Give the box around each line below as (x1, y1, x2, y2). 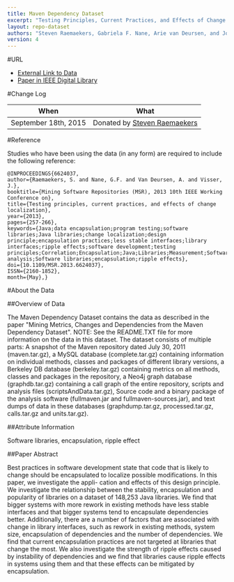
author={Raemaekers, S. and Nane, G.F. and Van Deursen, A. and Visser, (7, 176, 223, 183)
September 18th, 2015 (10, 118, 86, 128)
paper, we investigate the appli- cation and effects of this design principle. (7, 478, 221, 487)
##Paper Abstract (7, 450, 58, 459)
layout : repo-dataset (7, 23, 70, 30)
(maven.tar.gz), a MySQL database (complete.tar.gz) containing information (7, 350, 224, 359)
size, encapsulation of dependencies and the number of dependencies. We (7, 530, 223, 539)
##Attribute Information (7, 423, 75, 431)
